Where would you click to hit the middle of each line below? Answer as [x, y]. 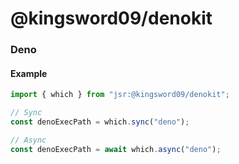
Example [29, 73]
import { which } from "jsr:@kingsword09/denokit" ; [120, 95]
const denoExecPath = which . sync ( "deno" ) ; [100, 122]
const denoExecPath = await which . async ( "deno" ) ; [116, 149]
